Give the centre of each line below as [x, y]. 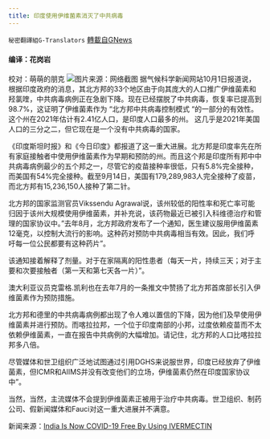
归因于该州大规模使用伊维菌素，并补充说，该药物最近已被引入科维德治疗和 [131, 213]
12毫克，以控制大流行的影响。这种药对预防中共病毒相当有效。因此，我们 [128, 233]
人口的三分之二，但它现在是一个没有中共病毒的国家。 [96, 128]
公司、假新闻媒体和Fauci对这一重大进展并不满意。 [91, 409]
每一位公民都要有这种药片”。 [63, 243]
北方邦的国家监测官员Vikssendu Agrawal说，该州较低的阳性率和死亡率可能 [132, 203]
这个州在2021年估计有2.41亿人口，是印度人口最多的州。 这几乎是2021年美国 [134, 119]
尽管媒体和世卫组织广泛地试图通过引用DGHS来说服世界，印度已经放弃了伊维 [135, 361]
